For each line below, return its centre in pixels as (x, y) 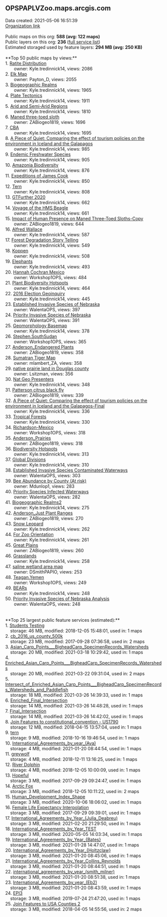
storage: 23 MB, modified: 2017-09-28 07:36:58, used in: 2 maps (77, 641)
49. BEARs (16, 588)
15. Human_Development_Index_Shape (45, 797)
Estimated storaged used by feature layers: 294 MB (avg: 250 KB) (74, 47)
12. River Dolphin (23, 764)
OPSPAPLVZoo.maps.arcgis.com (58, 8)
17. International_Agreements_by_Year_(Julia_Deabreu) (62, 818)
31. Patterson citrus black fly (35, 389)
